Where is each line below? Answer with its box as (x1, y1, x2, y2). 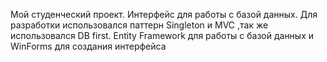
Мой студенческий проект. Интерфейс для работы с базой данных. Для (10, 9, 318, 20)
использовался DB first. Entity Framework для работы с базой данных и (10, 30, 315, 41)
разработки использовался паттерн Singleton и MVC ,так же (10, 19, 269, 31)
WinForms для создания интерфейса (10, 40, 167, 52)
